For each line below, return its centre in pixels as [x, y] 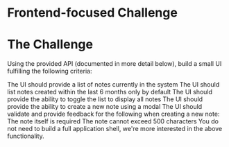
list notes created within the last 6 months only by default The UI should [110, 92]
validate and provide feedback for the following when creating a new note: [113, 114]
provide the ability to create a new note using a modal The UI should [105, 107]
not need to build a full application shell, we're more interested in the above [115, 129]
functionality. [26, 136]
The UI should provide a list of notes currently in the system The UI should [113, 85]
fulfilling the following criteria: [50, 71]
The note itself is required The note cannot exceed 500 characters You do [113, 121]
